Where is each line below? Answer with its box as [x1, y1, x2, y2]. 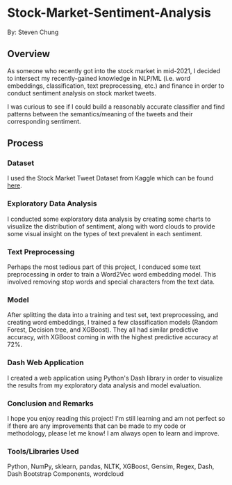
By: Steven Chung [7, 28, 59, 36]
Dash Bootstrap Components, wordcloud [7, 470, 124, 478]
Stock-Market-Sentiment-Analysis [7, 5, 212, 21]
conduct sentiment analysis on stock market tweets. [7, 88, 156, 97]
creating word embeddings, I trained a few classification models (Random [7, 318, 218, 327]
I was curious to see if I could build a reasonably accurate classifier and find [7, 102, 225, 111]
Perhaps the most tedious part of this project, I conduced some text [7, 263, 201, 271]
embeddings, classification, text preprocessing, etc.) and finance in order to [7, 82, 224, 90]
